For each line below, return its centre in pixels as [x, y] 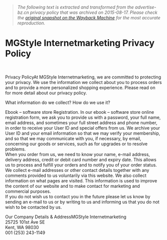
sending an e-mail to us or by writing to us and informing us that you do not [83, 202]
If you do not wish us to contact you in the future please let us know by [78, 196]
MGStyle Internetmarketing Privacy [80, 43]
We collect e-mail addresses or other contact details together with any [77, 170]
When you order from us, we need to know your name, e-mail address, [78, 154]
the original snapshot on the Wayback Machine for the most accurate [89, 18]
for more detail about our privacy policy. [46, 93]
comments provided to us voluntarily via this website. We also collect [76, 175]
